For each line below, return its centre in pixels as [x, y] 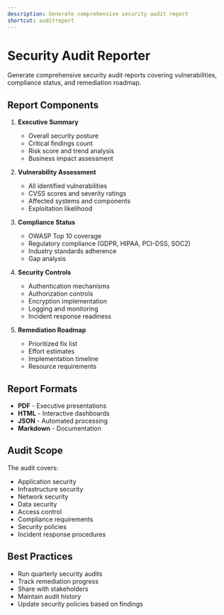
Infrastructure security [50, 489]
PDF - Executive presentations [62, 406]
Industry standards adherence [72, 251]
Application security [47, 481]
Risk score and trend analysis [71, 151]
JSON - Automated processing [63, 421]
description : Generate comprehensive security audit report [98, 14]
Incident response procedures [62, 534]
